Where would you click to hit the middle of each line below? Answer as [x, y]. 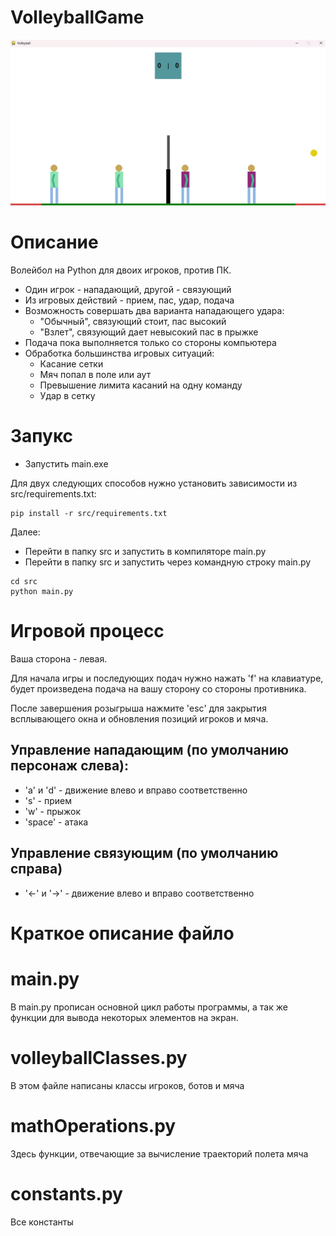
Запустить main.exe [66, 464]
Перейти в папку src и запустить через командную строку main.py [168, 562]
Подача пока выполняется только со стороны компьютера [150, 343]
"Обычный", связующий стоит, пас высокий [133, 322]
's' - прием [48, 800]
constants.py [66, 1193]
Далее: [25, 532]
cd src [24, 582]
